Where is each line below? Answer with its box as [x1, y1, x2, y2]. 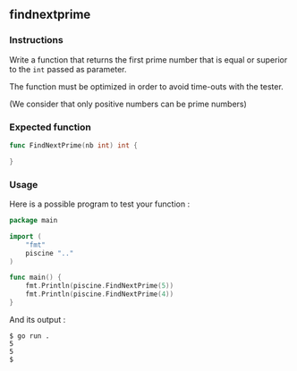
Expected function [9, 121, 92, 133]
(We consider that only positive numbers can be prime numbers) [9, 98, 248, 109]
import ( [9, 232, 42, 240]
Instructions [9, 34, 64, 46]
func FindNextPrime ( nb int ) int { [9, 140, 139, 150]
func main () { [9, 273, 63, 282]
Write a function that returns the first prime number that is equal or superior [9, 54, 288, 65]
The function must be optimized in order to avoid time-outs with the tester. [9, 80, 284, 92]
